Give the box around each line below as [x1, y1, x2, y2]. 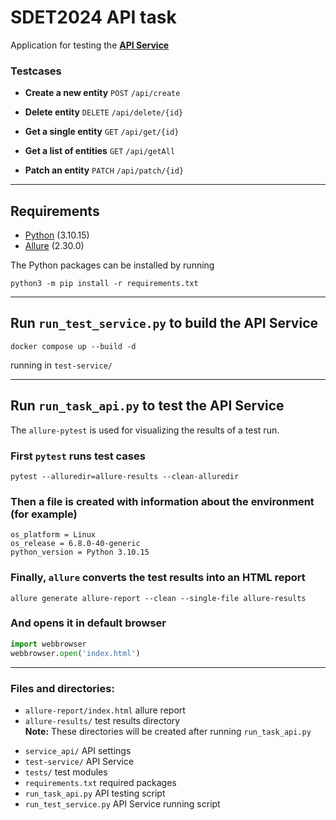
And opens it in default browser [10, 616, 167, 630]
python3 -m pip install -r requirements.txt [10, 279, 199, 289]
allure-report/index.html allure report [24, 704, 186, 716]
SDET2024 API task [10, 6, 177, 29]
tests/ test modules [24, 766, 108, 778]
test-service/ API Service [24, 755, 135, 767]
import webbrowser [10, 639, 87, 649]
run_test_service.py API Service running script [24, 797, 221, 810]
